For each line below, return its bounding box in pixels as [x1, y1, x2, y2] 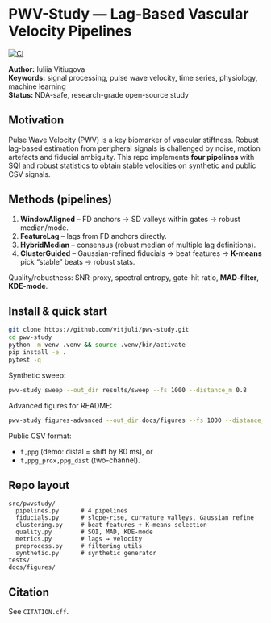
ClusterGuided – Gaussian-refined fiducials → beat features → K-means [19, 248, 262, 258]
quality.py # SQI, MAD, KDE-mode [15, 528, 153, 537]
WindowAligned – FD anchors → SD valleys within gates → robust [19, 214, 240, 224]
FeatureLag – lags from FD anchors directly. [19, 231, 167, 240]
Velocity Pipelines [8, 22, 132, 40]
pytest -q [8, 356, 42, 364]
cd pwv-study [8, 333, 52, 341]
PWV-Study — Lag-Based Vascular [8, 5, 249, 23]
